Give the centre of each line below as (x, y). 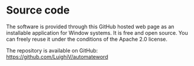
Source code (38, 10)
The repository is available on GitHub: (52, 50)
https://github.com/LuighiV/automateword (57, 57)
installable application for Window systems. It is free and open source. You (97, 32)
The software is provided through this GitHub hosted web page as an (90, 27)
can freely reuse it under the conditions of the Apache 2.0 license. (87, 39)
